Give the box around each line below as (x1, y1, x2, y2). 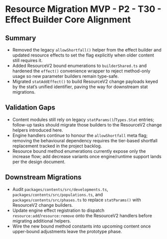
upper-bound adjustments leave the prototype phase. (12, 228, 122, 234)
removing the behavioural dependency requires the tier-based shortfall (12, 137, 158, 143)
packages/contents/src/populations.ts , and (12, 191, 103, 197)
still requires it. (12, 58, 43, 63)
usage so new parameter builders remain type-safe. (12, 73, 119, 79)
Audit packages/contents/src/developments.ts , (12, 186, 108, 192)
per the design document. (12, 159, 66, 165)
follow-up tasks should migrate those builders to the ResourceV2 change (12, 121, 162, 127)
